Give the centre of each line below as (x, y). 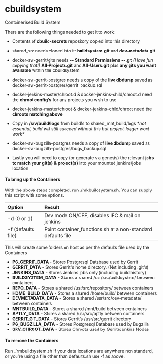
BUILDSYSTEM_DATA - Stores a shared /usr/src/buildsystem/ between (83, 277)
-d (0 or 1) (20, 219)
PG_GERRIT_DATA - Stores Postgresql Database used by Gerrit (75, 262)
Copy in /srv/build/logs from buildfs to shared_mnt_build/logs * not (79, 123)
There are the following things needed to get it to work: (60, 32)
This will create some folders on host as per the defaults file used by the (77, 248)
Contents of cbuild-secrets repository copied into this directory (76, 41)
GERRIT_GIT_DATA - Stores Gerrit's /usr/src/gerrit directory (72, 319)
